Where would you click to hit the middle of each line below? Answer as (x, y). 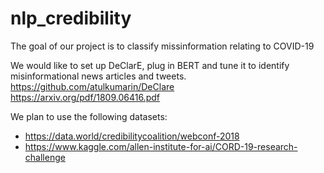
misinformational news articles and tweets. (98, 76)
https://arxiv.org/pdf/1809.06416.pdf (85, 97)
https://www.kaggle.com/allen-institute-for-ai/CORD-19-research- (161, 146)
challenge (45, 157)
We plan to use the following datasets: (89, 116)
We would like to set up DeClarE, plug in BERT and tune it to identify (150, 65)
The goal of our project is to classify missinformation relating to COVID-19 (162, 46)
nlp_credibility (71, 18)
